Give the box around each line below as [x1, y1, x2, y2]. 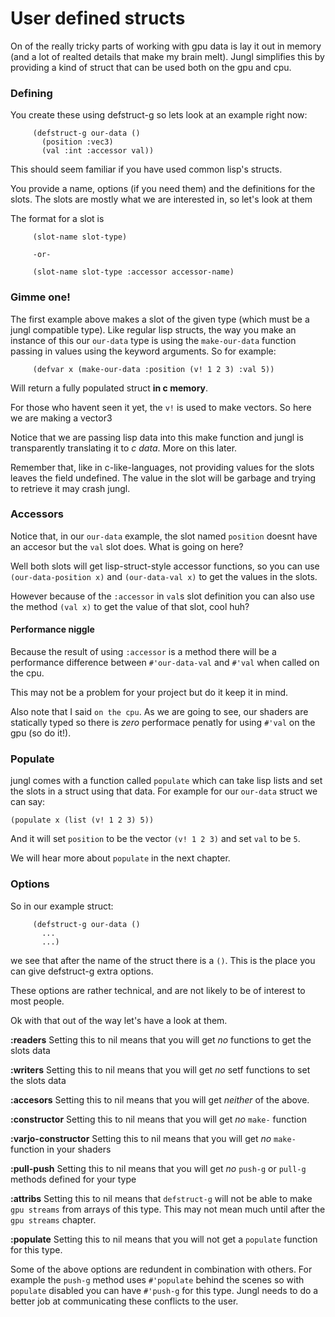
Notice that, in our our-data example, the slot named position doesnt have [10, 530, 318, 542]
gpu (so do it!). [10, 727, 72, 739]
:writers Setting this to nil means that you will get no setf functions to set [10, 1063, 311, 1076]
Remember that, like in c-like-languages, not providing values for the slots [10, 461, 315, 473]
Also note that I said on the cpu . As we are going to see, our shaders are [10, 706, 309, 718]
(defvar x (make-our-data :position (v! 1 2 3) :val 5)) [32, 364, 275, 374]
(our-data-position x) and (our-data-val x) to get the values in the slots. [10, 570, 318, 582]
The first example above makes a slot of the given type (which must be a [10, 313, 310, 325]
